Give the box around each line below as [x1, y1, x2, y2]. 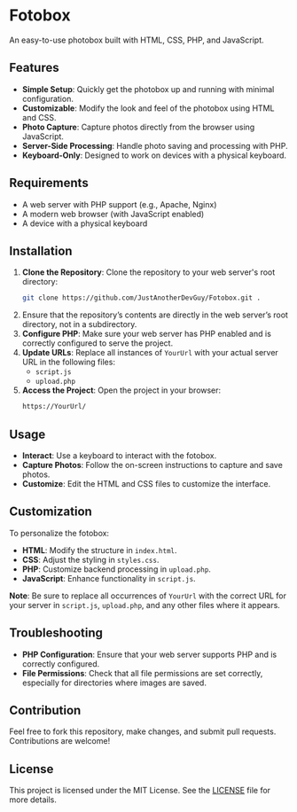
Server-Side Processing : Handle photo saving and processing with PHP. [21, 140, 288, 151]
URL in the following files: [21, 356, 115, 368]
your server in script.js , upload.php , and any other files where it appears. [9, 599, 281, 610]
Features [9, 60, 59, 75]
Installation [9, 243, 73, 258]
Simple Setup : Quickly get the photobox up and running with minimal [21, 83, 275, 94]
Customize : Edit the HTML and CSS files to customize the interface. [21, 478, 271, 488]
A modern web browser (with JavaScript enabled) [21, 208, 205, 219]
